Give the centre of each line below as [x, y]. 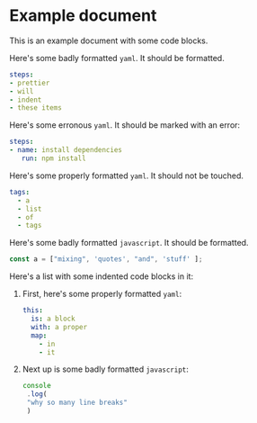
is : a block [53, 319]
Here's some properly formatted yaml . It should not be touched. [127, 175]
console [36, 386]
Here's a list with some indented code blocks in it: [102, 276]
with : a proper [59, 327]
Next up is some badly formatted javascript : [105, 369]
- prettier [30, 83]
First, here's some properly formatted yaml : [102, 294]
